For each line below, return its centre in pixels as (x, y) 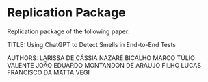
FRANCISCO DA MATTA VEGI (49, 72)
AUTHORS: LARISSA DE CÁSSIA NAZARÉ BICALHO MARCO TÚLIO (101, 58)
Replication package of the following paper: (68, 31)
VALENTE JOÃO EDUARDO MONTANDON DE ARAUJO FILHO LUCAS (104, 65)
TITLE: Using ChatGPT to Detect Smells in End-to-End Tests (92, 44)
